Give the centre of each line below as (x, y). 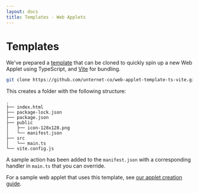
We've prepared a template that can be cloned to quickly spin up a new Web (99, 63)
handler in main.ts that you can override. (56, 166)
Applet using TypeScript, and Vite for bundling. (63, 69)
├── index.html (25, 107)
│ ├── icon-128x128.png (38, 128)
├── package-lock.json (34, 112)
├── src (16, 139)
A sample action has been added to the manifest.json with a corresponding (99, 160)
